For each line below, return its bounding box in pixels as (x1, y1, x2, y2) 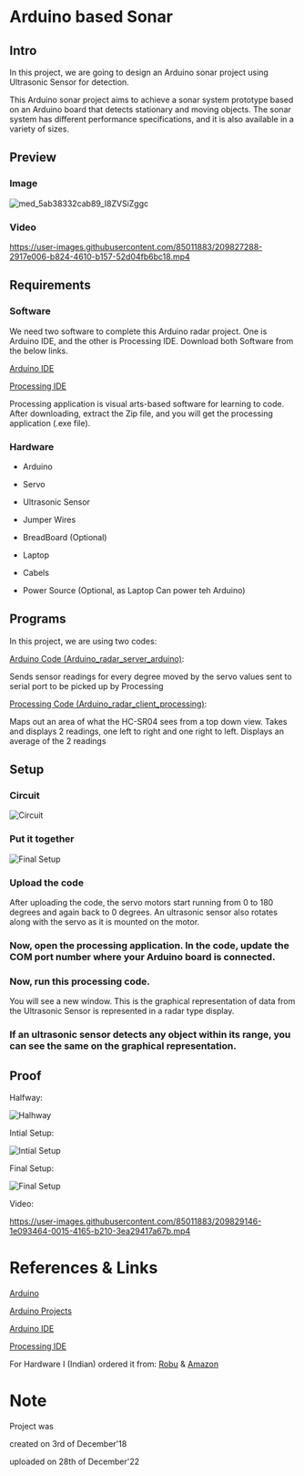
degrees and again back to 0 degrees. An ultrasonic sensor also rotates (9, 906, 278, 918)
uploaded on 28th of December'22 (9, 1456, 139, 1467)
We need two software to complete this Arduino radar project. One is (9, 326, 268, 337)
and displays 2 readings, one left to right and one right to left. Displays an (9, 726, 285, 737)
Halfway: (9, 1093, 44, 1104)
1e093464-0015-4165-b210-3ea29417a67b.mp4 (9, 1226, 191, 1237)
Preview (9, 150, 57, 165)
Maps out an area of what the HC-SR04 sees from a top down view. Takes (9, 716, 288, 727)
